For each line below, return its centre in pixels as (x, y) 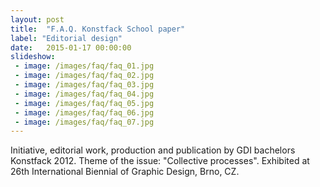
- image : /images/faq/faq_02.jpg (84, 76)
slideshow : (33, 57)
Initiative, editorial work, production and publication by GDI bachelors (153, 150)
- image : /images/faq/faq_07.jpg (84, 122)
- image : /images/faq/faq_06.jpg (84, 112)
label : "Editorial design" (66, 38)
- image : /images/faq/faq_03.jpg (84, 85)
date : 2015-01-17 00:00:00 (71, 47)
